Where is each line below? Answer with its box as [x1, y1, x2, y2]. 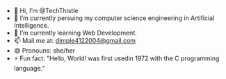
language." [13, 64, 45, 72]
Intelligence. [13, 21, 49, 29]
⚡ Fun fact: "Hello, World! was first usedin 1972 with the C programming [13, 54, 220, 62]
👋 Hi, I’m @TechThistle [13, 7, 79, 15]
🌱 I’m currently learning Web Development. [13, 28, 137, 37]
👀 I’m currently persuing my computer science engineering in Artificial [13, 14, 215, 22]
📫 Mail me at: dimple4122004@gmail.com [13, 37, 136, 44]
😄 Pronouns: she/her [13, 46, 75, 55]
